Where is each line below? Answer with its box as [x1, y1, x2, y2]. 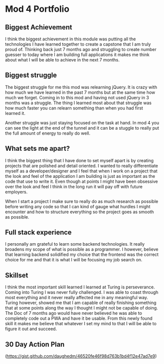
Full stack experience [5, 228, 72, 237]
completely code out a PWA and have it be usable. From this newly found [5, 315, 153, 321]
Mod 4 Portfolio [5, 3, 70, 15]
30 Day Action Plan [5, 340, 65, 348]
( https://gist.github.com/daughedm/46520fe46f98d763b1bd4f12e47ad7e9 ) [5, 353, 157, 359]
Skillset [5, 271, 28, 280]
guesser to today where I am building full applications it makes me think [5, 52, 150, 57]
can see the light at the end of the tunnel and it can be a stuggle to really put [5, 125, 159, 131]
